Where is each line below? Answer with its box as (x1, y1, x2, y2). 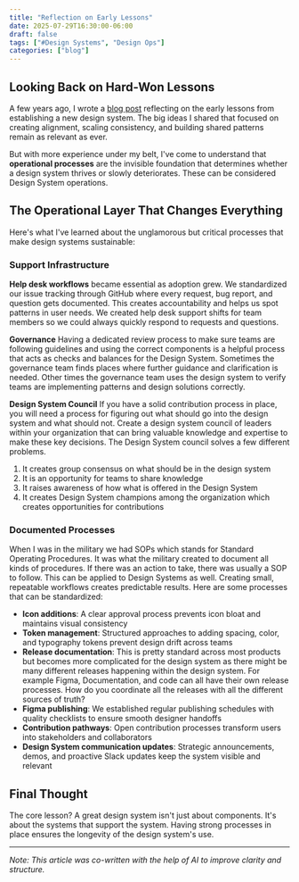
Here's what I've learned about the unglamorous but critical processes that (9, 227, 284, 237)
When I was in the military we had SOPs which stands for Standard (9, 544, 255, 554)
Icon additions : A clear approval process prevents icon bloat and (21, 609, 261, 620)
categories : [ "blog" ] (9, 46, 90, 55)
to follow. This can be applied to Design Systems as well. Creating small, (9, 572, 274, 583)
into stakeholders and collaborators (21, 732, 153, 743)
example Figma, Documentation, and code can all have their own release (21, 675, 289, 686)
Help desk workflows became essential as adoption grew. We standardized (9, 279, 287, 290)
